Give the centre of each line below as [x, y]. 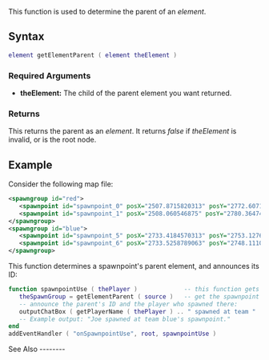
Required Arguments [50, 75]
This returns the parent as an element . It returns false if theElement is [122, 131]
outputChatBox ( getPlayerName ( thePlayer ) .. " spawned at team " [137, 311]
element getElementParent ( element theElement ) [93, 55]
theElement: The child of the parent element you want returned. [126, 93]
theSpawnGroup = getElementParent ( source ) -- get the [119, 296]
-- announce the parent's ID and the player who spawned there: [128, 304]
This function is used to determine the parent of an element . [107, 12]
